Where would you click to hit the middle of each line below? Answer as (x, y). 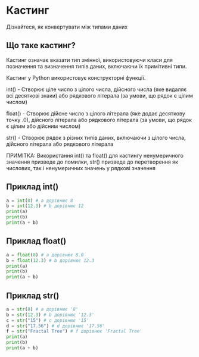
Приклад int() (32, 187)
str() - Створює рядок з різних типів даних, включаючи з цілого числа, (96, 137)
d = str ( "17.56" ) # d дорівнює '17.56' (56, 326)
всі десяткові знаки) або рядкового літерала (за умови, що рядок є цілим (100, 95)
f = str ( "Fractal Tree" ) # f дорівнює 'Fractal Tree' (74, 331)
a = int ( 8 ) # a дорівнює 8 (40, 201)
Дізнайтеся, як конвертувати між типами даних (67, 27)
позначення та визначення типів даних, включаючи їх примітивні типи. (97, 66)
